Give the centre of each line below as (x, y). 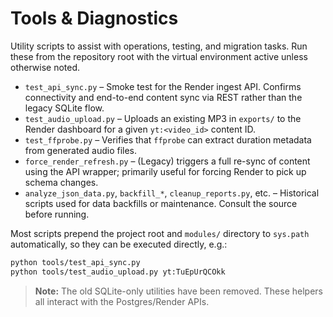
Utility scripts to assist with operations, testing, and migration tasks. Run (159, 46)
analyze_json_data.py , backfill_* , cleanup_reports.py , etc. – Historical (172, 193)
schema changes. (61, 182)
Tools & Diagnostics (94, 18)
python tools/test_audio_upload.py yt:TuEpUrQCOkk (118, 272)
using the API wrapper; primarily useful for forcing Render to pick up (165, 171)
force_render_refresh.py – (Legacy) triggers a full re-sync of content (167, 161)
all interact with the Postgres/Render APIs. (122, 301)
